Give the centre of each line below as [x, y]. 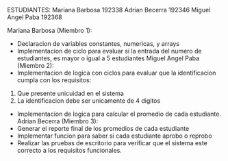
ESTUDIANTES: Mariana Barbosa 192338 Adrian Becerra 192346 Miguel [109, 10]
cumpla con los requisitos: [54, 80]
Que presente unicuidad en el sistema [71, 93]
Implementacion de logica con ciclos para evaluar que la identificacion [116, 73]
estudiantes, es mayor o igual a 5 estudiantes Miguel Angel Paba [108, 58]
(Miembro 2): [35, 65]
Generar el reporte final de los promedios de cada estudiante [103, 128]
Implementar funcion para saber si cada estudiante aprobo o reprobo [114, 136]
